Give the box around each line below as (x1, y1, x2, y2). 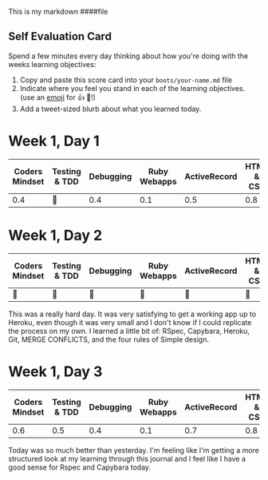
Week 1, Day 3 (8, 363, 103, 380)
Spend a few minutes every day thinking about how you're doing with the (8, 51, 249, 61)
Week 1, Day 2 (8, 226, 103, 244)
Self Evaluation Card (8, 30, 112, 43)
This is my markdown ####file (8, 7, 108, 16)
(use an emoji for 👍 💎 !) (19, 92, 96, 102)
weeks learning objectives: (8, 59, 97, 69)
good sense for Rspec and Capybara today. (8, 462, 152, 472)
